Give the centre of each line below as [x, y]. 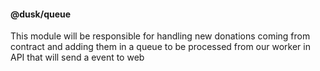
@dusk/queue [41, 14]
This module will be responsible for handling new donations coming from [160, 36]
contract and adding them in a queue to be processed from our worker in [160, 47]
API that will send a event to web [77, 57]
